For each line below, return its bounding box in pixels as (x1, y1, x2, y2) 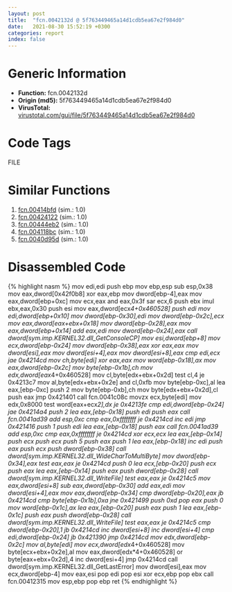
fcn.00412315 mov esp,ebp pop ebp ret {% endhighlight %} (8, 577, 178, 585)
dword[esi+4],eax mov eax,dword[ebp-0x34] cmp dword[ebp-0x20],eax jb (8, 489, 224, 497)
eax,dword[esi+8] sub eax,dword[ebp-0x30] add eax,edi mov (8, 481, 186, 489)
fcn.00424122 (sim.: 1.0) (17, 212, 87, 221)
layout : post (8, 10, 46, 17)
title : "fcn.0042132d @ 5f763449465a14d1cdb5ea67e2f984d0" (8, 17, 186, 24)
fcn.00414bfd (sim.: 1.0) (17, 205, 86, 214)
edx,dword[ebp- (163, 532, 211, 541)
